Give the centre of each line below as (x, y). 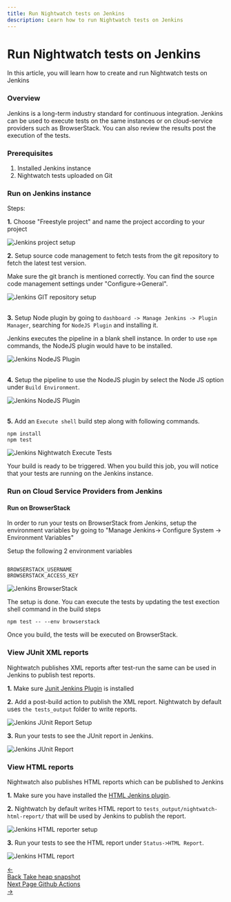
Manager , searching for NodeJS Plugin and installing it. (83, 325)
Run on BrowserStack (39, 508)
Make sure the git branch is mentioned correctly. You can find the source (111, 277)
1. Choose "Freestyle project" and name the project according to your (106, 222)
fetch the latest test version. (47, 263)
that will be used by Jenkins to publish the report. (116, 816)
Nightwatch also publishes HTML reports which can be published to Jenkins (115, 782)
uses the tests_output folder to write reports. (72, 709)
